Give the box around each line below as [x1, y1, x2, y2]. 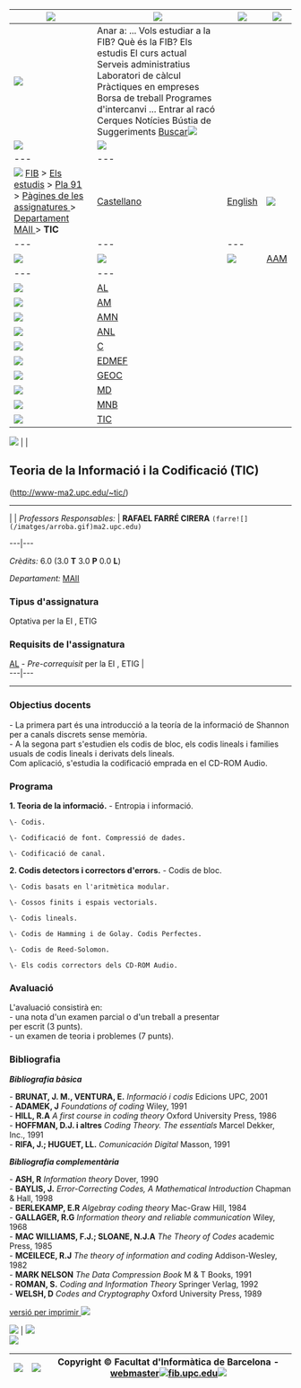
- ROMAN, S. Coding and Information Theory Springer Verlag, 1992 [9, 1278, 259, 1289]
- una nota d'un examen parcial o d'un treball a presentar [9, 1012, 220, 1022]
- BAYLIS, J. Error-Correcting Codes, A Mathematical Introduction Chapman [9, 1183, 291, 1194]
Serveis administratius [97, 58, 191, 70]
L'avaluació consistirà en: [9, 1002, 103, 1013]
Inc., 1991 [9, 1129, 44, 1140]
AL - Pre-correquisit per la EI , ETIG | [9, 659, 145, 669]
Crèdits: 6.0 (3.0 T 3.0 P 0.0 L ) [9, 555, 121, 566]
